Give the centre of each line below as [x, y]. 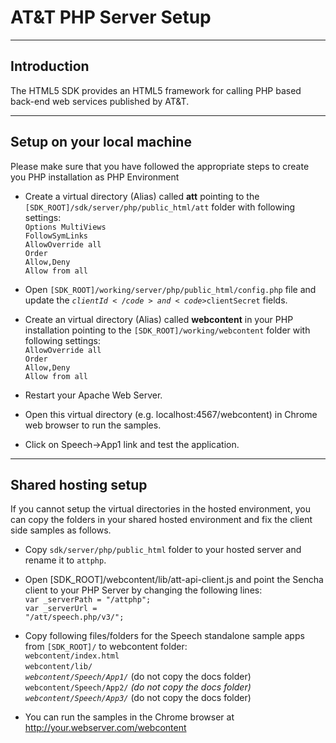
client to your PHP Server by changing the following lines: [143, 590]
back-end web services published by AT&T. [100, 101]
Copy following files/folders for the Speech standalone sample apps [164, 636]
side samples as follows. [61, 530]
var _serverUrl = [61, 609]
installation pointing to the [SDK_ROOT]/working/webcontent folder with [167, 330]
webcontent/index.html [72, 656]
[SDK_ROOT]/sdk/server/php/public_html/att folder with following [160, 207]
